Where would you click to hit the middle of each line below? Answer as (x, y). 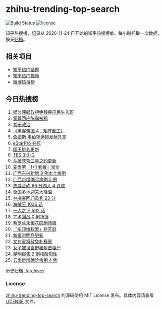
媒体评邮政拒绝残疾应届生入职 (43, 112)
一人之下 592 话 (29, 210)
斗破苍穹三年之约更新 (34, 160)
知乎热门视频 (26, 76)
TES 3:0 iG (24, 154)
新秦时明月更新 (28, 235)
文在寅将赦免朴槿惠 (32, 241)
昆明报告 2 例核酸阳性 (35, 254)
